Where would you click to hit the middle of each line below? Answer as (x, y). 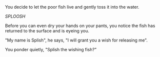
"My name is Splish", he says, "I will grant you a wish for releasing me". (76, 40)
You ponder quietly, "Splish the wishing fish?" (51, 50)
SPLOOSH (15, 16)
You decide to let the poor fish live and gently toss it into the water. (72, 7)
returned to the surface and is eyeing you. (47, 31)
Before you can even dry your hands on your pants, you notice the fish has (80, 26)
